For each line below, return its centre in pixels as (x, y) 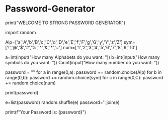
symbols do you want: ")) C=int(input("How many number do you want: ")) (82, 62)
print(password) (22, 92)
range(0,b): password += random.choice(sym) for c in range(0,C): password (84, 77)
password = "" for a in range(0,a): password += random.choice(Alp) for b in (83, 72)
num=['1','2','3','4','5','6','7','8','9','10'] (100, 47)
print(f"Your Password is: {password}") (46, 112)
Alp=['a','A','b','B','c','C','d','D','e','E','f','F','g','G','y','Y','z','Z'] (64, 42)
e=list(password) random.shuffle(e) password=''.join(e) (62, 102)
